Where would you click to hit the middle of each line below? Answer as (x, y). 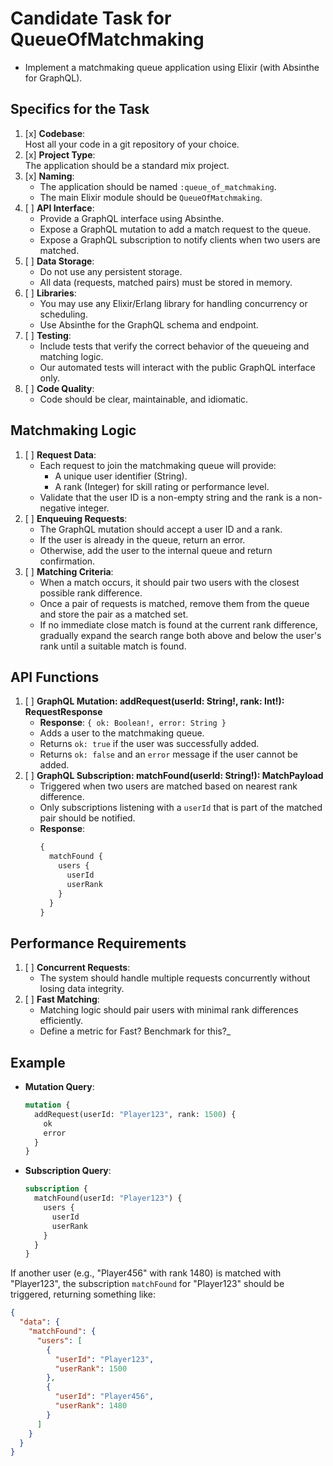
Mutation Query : (59, 1086)
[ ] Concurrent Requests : (77, 968)
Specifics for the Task (80, 109)
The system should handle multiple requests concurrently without (175, 978)
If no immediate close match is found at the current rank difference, (178, 624)
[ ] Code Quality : (59, 388)
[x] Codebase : (55, 133)
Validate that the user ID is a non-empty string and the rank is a (170, 497)
